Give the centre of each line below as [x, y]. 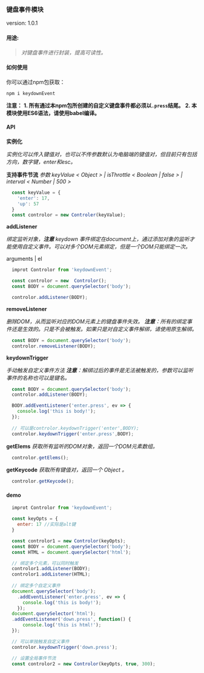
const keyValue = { [36, 192]
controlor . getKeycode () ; [43, 481]
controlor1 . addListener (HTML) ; [51, 574]
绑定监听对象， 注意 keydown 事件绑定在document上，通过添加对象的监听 [98, 239]
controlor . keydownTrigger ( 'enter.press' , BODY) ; [73, 434]
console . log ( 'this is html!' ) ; [62, 625]
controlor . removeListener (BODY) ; [54, 346]
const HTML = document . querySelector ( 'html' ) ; [71, 552]
